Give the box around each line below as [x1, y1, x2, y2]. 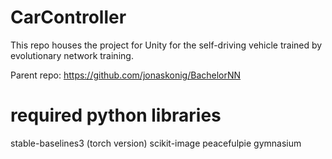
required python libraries [10, 104, 222, 127]
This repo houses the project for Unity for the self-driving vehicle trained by [10, 39, 323, 51]
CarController [10, 6, 127, 29]
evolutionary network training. [10, 49, 134, 61]
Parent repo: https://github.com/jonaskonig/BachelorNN [10, 69, 242, 81]
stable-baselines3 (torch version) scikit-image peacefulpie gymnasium [10, 137, 302, 149]
